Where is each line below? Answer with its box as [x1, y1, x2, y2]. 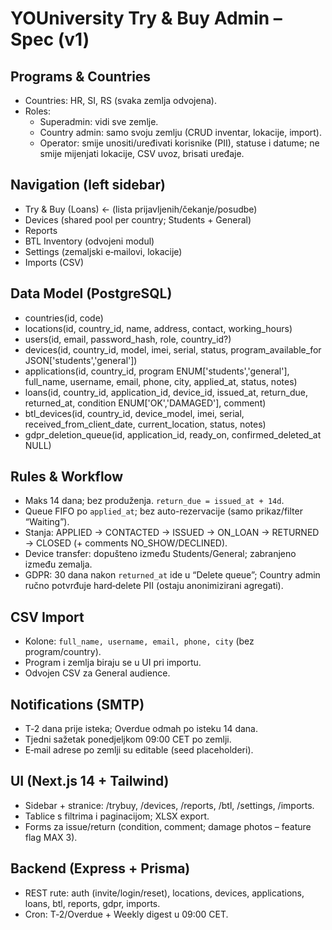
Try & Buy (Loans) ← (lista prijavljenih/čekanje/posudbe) [24, 203, 258, 215]
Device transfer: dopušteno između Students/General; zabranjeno [24, 548, 297, 560]
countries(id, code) [24, 312, 104, 324]
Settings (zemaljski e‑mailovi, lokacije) [24, 245, 183, 257]
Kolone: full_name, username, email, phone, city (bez [24, 635, 255, 647]
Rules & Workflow [10, 468, 124, 486]
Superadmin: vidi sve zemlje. [39, 116, 159, 127]
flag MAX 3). [24, 831, 78, 843]
